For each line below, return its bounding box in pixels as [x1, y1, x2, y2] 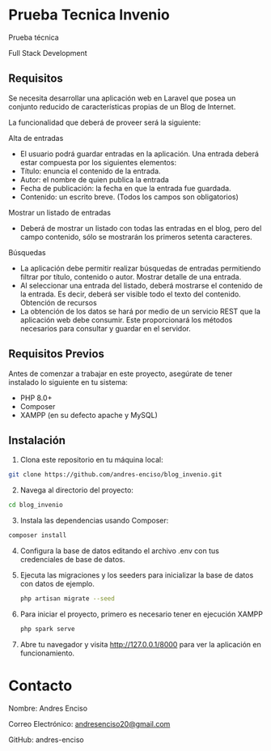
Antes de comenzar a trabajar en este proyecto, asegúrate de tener [8, 369, 233, 378]
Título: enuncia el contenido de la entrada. [19, 166, 161, 176]
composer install [8, 531, 67, 540]
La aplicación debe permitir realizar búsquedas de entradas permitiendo [19, 263, 261, 273]
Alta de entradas [8, 133, 64, 143]
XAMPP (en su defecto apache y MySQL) [19, 410, 158, 420]
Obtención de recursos [19, 297, 97, 307]
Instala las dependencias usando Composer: [19, 516, 169, 526]
